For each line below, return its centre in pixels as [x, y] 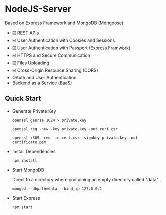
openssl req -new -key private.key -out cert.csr [65, 129]
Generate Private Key [34, 111]
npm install [24, 160]
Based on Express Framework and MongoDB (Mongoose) [64, 23]
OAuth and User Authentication [44, 77]
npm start [22, 207]
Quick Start [23, 99]
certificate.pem [29, 142]
